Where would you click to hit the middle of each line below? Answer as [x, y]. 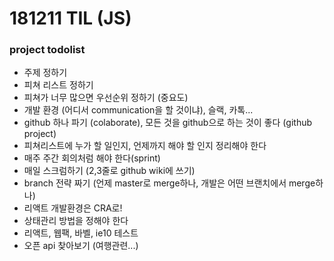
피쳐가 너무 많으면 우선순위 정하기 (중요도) [106, 98]
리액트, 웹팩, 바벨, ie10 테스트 [81, 233]
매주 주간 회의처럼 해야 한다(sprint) [92, 158]
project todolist [47, 50]
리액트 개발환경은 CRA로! [73, 208]
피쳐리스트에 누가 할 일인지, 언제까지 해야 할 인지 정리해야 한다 [145, 146]
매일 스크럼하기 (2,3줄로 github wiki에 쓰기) [109, 171]
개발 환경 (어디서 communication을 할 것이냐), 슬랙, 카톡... [138, 110]
